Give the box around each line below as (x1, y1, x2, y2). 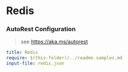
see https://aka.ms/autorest (20, 38, 88, 45)
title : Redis (6, 50, 38, 56)
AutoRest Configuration (6, 25, 76, 33)
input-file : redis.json (6, 60, 65, 67)
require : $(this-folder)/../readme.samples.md (6, 55, 123, 61)
